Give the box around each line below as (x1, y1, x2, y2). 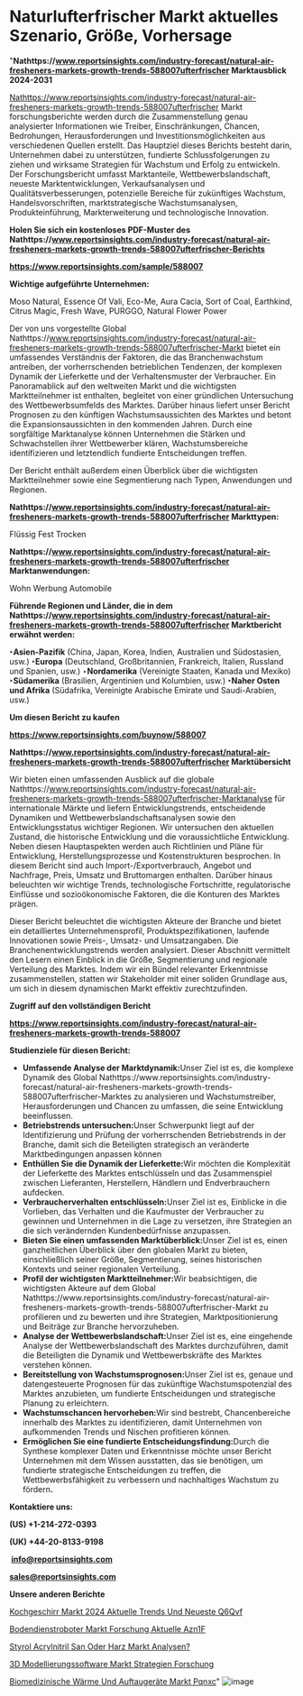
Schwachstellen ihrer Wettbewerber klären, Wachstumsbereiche (9, 437, 249, 448)
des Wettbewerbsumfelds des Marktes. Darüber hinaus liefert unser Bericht (9, 399, 290, 410)
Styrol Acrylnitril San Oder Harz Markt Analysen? (9, 1641, 191, 1652)
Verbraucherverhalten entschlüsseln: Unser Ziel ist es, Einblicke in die (22, 1196, 287, 1207)
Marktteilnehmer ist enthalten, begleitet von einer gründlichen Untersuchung (9, 390, 294, 400)
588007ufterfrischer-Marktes (22, 1091, 133, 1102)
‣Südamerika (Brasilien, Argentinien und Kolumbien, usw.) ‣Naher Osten (9, 674, 280, 686)
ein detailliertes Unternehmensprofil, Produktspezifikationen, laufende (9, 925, 270, 936)
